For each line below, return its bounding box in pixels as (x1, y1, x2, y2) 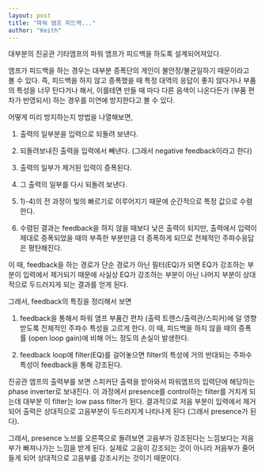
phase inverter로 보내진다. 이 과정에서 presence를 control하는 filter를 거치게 (8, 387, 248, 396)
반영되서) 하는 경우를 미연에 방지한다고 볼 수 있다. (22, 96, 176, 105)
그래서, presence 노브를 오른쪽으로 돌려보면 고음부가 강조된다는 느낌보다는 (8, 434, 240, 443)
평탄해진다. (28, 243, 63, 253)
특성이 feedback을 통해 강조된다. (19, 360, 123, 369)
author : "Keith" (8, 26, 62, 34)
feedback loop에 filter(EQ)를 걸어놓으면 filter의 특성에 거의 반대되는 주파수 (19, 350, 252, 360)
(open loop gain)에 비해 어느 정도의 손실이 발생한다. (28, 334, 190, 343)
